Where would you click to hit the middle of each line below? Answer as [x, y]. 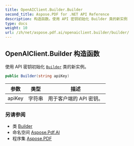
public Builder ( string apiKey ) [37, 76]
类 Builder [22, 126]
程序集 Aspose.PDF [32, 138]
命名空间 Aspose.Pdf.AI [36, 132]
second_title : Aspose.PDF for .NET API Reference [57, 14]
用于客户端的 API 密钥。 [75, 98]
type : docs [16, 23]
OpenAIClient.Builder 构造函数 [52, 54]
